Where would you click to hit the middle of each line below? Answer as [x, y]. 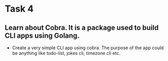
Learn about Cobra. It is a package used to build [82, 28]
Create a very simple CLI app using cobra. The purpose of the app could [88, 48]
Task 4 [19, 9]
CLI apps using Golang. [42, 35]
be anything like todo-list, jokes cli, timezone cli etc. [66, 53]
